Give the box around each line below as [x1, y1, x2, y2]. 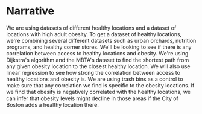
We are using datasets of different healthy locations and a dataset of [6, 24, 177, 31]
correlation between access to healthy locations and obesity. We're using [6, 49, 189, 57]
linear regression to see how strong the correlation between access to [6, 69, 181, 76]
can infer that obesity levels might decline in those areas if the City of [6, 95, 179, 102]
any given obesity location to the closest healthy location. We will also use [6, 62, 191, 70]
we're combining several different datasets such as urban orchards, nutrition [6, 37, 197, 44]
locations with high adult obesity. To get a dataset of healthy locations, [6, 30, 182, 37]
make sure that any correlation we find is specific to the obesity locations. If [6, 81, 195, 89]
